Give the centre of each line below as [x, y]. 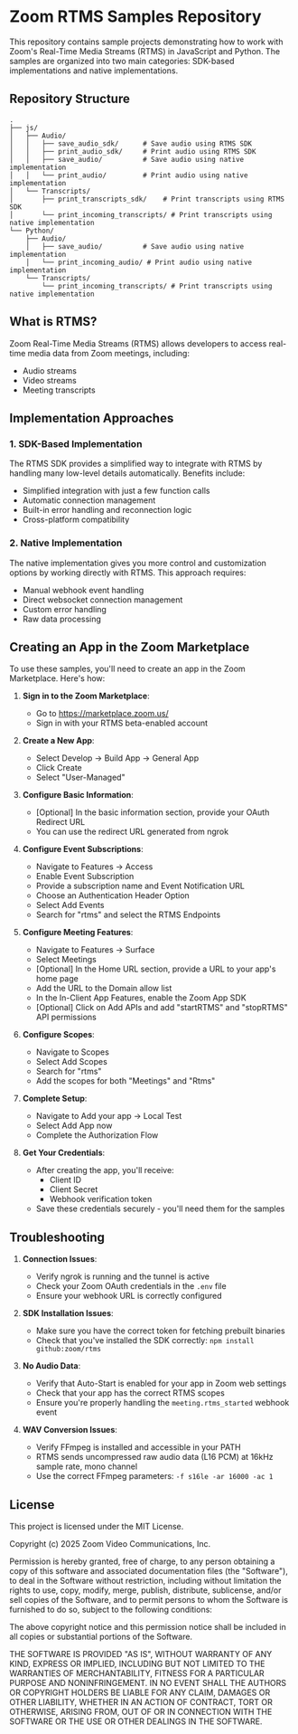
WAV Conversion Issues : [70, 1430]
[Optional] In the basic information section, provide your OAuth [153, 812]
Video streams [49, 380]
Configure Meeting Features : [78, 933]
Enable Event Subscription [85, 876]
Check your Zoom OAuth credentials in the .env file [131, 1286]
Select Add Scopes [72, 1062]
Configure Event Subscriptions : [83, 849]
